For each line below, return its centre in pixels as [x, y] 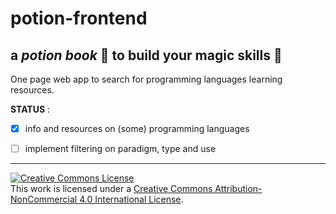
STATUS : [30, 109]
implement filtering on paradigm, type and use [120, 149]
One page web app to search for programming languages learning [146, 79]
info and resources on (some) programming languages [137, 128]
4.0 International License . [131, 199]
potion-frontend [79, 18]
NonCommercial [44, 199]
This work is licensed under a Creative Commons [111, 189]
